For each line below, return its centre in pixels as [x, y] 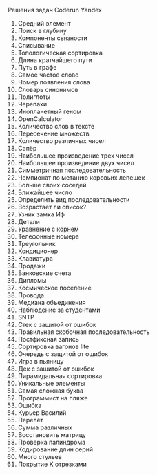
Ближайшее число [45, 192]
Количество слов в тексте [56, 126]
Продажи [32, 266]
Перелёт [30, 420]
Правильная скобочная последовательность [84, 332]
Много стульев [40, 457]
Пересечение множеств [53, 133]
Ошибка [30, 405]
